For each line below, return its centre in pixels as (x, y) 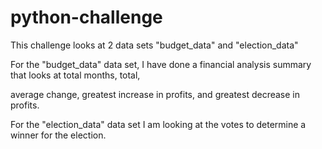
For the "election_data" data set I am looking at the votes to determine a (158, 124)
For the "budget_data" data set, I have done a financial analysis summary (161, 64)
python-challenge (86, 17)
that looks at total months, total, (75, 75)
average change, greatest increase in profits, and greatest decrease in (155, 94)
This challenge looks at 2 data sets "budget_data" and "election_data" (154, 45)
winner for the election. (58, 135)
